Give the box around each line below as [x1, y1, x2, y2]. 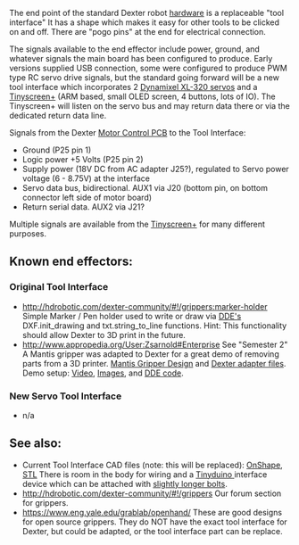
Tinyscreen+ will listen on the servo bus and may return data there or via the [9, 101, 290, 111]
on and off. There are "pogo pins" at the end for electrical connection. [9, 27, 266, 37]
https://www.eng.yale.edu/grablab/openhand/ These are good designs [21, 507, 283, 517]
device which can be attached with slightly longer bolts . [21, 478, 228, 489]
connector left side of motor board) [21, 192, 153, 202]
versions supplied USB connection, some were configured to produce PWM [9, 62, 287, 73]
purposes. [9, 228, 47, 239]
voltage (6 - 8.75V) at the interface [21, 173, 150, 184]
